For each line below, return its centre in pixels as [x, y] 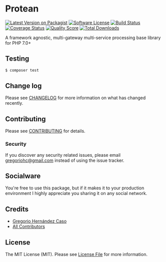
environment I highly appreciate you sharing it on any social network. [76, 193]
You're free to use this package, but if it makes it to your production [75, 188]
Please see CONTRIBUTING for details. [45, 131]
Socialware [23, 176]
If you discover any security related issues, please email [63, 155]
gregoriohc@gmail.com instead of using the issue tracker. [65, 160]
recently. [14, 103]
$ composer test [22, 70]
